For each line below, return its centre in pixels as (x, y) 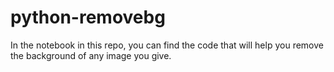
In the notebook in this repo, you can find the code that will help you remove (167, 45)
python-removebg (88, 17)
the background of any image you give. (91, 55)
